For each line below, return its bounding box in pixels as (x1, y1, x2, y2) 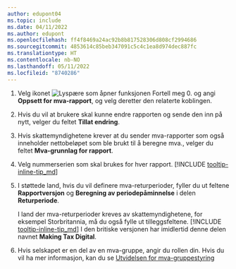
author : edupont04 (7, 10, 61, 18)
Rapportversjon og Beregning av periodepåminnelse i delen (17, 189, 196, 197)
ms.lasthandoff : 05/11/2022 (7, 63, 90, 70)
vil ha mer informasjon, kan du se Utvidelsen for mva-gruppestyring (17, 253, 215, 262)
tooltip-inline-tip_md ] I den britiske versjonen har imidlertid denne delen (17, 225, 227, 233)
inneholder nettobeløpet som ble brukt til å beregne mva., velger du (17, 138, 213, 147)
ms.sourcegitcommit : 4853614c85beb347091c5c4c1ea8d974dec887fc (7, 43, 197, 50)
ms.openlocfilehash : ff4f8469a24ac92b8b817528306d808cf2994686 (7, 37, 197, 44)
